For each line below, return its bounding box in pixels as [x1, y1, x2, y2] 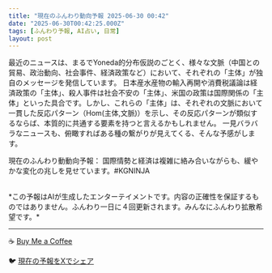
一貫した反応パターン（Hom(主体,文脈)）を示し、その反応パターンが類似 [8, 109, 251, 118]
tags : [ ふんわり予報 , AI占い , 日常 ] [8, 27, 120, 35]
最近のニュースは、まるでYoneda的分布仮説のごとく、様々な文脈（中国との [8, 58, 261, 67]
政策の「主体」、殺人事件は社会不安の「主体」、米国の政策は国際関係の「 [15, 88, 257, 98]
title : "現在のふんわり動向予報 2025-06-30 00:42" [8, 11, 169, 20]
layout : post [8, 34, 53, 43]
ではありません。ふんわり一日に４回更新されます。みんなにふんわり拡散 [15, 202, 257, 211]
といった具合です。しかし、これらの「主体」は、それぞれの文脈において [22, 98, 263, 108]
